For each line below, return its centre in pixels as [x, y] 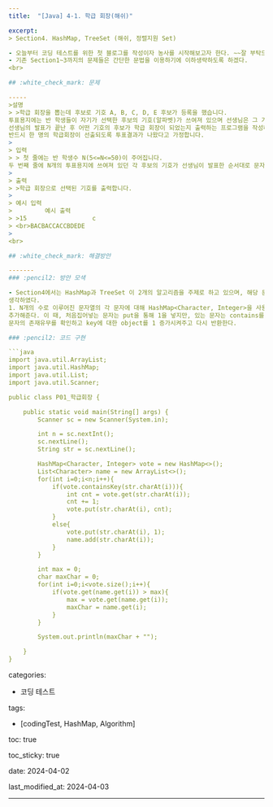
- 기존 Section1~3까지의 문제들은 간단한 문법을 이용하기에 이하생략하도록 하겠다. [128, 61]
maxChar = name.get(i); [107, 607]
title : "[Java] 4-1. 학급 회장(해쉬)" [71, 16]
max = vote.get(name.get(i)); [117, 600]
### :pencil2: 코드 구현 [47, 338]
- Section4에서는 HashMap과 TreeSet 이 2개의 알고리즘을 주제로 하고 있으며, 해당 [133, 293]
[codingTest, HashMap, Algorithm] [78, 724]
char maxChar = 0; [69, 577]
